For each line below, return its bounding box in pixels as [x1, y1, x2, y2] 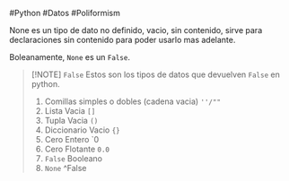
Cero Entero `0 [44, 134, 100, 144]
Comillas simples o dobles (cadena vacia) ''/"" [44, 96, 222, 107]
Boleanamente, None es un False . [9, 52, 130, 62]
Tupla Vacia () [44, 116, 99, 125]
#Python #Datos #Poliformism [9, 8, 121, 18]
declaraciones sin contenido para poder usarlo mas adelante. [9, 35, 236, 45]
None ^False [44, 163, 87, 173]
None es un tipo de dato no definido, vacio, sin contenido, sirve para [9, 25, 263, 35]
